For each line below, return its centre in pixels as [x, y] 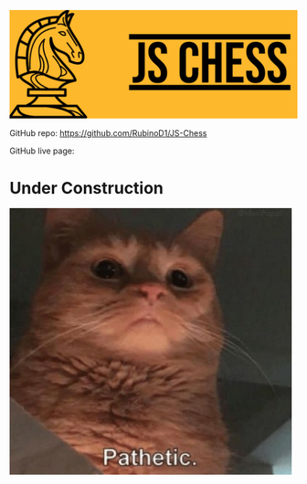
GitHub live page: [42, 151]
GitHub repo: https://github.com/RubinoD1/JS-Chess [108, 133]
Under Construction [87, 188]
